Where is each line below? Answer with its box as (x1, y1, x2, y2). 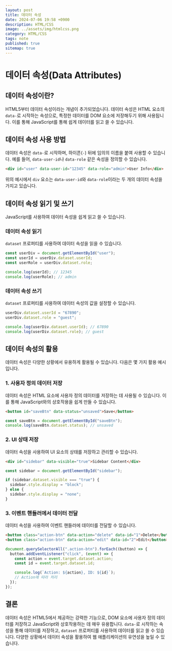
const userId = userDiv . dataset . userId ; (5, 255, 93, 261)
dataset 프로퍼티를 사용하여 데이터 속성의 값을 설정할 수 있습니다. (5, 300, 136, 306)
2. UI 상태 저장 (5, 436, 39, 443)
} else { (5, 487, 24, 492)
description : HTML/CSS (5, 22, 54, 27)
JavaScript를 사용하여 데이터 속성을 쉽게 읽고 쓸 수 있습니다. (5, 214, 126, 220)
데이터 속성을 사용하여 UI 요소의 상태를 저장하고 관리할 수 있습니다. (5, 448, 138, 455)
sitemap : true (5, 46, 36, 51)
